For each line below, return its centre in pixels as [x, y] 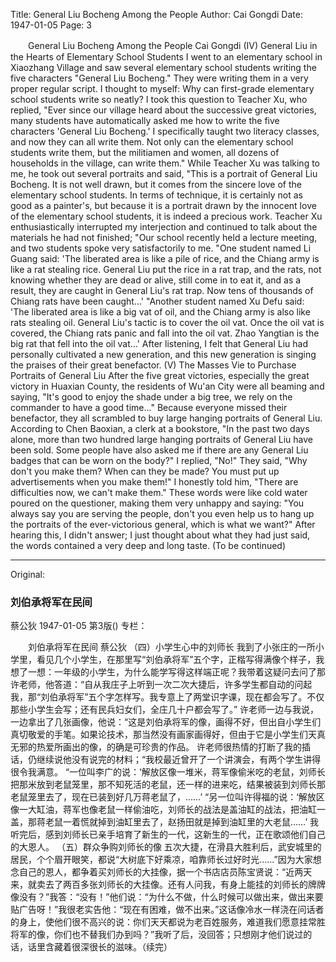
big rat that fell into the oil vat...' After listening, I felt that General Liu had [159, 343]
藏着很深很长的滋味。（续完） [113, 947]
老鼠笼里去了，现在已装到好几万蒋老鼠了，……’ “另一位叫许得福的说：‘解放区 [167, 797]
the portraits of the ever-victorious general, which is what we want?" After [163, 524]
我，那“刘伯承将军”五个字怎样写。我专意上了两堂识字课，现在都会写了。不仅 [167, 697]
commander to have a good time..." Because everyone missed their [149, 407]
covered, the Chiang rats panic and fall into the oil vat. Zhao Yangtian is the [165, 333]
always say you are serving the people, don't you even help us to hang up [162, 513]
